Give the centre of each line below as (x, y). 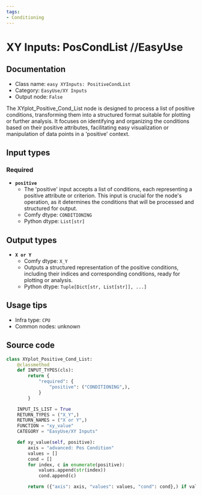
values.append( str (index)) (72, 470)
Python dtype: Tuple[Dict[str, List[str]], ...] (85, 287)
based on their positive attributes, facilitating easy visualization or (87, 128)
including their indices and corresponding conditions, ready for (102, 274)
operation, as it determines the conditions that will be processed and (109, 202)
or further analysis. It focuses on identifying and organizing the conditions (98, 121)
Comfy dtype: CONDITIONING (58, 215)
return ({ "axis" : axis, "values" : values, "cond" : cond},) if (107, 487)
